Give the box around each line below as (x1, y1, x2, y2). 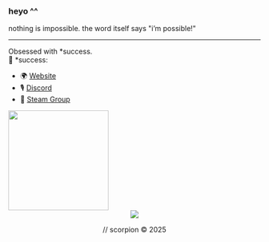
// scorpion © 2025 (102, 225, 167, 235)
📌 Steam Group (19, 94, 70, 105)
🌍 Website (19, 71, 57, 81)
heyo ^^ (8, 6, 38, 17)
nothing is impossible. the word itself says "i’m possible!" (8, 24, 196, 34)
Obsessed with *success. (8, 46, 93, 57)
